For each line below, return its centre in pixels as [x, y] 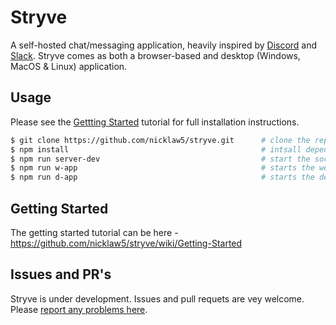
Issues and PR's [61, 274]
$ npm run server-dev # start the [160, 159]
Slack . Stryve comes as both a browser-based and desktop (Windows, [155, 55]
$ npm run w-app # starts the [162, 168]
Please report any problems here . [79, 309]
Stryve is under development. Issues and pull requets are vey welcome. [157, 298]
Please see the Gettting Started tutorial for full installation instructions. [155, 122]
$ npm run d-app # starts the [162, 177]
